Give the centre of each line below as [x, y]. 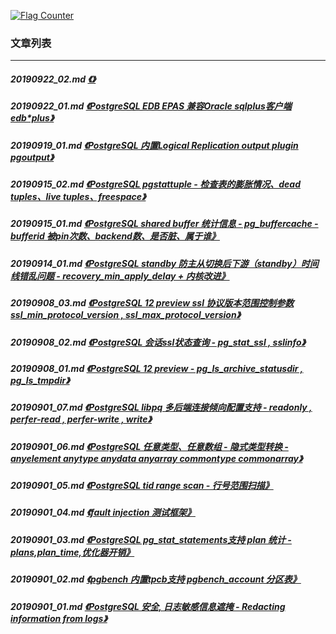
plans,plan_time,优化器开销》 [72, 552]
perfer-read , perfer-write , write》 [81, 419]
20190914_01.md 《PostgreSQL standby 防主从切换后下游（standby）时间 [164, 263]
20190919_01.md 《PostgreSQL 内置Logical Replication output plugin [154, 145]
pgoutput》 [32, 157]
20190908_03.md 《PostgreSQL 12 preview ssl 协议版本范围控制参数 [152, 303]
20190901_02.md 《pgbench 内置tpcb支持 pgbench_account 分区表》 [156, 579]
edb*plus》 [32, 118]
